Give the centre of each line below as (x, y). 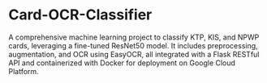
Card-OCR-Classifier (80, 15)
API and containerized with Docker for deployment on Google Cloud (122, 63)
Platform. (24, 71)
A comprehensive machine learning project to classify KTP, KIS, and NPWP (134, 37)
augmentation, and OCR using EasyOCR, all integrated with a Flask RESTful (134, 54)
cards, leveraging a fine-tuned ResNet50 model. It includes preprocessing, (133, 45)
